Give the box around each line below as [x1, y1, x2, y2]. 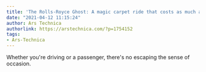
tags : [6, 31, 20, 38]
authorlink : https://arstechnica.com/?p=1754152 [6, 25, 133, 32]
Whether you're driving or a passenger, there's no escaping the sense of [6, 54, 190, 61]
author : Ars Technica [6, 20, 62, 26]
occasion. [6, 60, 31, 67]
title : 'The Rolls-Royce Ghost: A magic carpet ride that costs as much [6, 8, 196, 15]
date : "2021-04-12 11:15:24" [6, 15, 81, 21]
